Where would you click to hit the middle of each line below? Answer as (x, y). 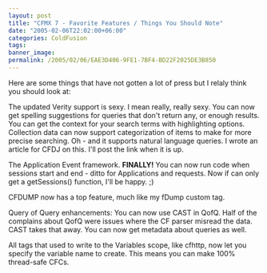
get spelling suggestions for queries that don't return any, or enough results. (134, 115)
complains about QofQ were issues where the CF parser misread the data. (131, 221)
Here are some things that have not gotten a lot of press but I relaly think (128, 83)
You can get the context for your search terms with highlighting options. (127, 124)
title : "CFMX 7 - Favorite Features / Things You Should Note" (116, 23)
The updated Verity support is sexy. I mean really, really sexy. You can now (132, 107)
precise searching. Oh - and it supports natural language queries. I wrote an (133, 140)
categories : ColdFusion (48, 38)
